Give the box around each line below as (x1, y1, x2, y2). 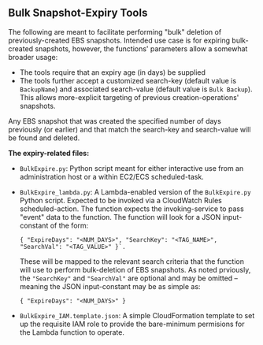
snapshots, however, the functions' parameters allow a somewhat (35, 43, 248, 54)
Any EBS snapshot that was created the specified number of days (8, 116, 222, 125)
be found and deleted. (8, 133, 80, 143)
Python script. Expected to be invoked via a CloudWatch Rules (19, 195, 222, 205)
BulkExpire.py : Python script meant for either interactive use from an (19, 163, 244, 172)
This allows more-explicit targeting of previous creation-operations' (19, 92, 239, 102)
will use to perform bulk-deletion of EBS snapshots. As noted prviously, (19, 265, 251, 274)
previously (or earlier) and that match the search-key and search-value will (8, 124, 251, 134)
